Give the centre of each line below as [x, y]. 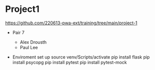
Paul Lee [29, 47]
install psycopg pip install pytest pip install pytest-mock [69, 62]
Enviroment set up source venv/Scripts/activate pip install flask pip [81, 57]
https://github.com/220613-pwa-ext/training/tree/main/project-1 [71, 23]
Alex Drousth [33, 42]
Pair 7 [18, 32]
